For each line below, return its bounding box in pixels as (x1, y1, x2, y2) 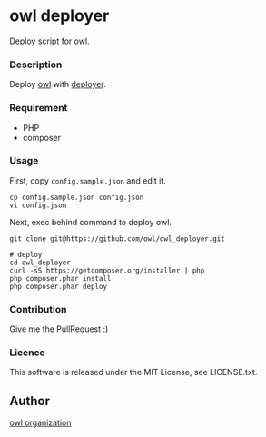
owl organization (9, 417, 72, 428)
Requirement (9, 102, 68, 114)
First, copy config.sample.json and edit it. (9, 174, 166, 186)
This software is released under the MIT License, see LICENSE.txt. (9, 367, 258, 378)
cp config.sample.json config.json (9, 193, 144, 202)
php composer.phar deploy (9, 282, 107, 291)
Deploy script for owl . (9, 35, 90, 46)
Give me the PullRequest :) (9, 323, 109, 334)
